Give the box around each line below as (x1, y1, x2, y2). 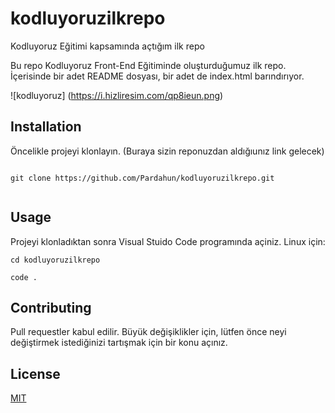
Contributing (10, 299, 92, 316)
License (10, 365, 61, 382)
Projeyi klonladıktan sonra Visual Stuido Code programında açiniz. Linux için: (10, 235, 326, 247)
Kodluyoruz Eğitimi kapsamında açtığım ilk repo (10, 40, 205, 52)
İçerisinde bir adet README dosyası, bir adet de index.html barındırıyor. (10, 70, 305, 82)
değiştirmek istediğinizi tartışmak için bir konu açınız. (10, 337, 228, 349)
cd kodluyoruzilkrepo (10, 255, 101, 265)
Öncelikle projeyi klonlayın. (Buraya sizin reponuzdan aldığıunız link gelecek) (10, 145, 325, 157)
